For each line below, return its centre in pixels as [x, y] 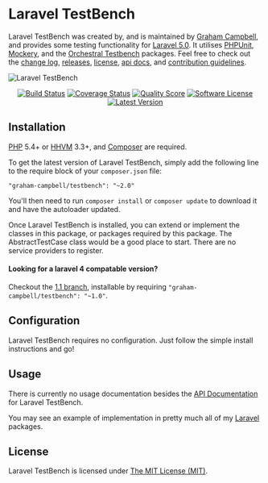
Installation [37, 127]
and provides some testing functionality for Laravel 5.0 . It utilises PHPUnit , [131, 44]
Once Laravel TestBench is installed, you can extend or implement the [124, 225]
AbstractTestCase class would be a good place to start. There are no [122, 242]
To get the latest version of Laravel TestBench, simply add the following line [134, 162]
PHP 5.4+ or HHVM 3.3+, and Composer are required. [98, 147]
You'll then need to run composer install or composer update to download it [133, 200]
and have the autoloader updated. [64, 209]
